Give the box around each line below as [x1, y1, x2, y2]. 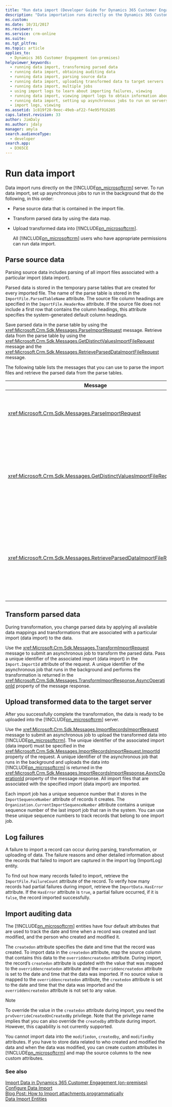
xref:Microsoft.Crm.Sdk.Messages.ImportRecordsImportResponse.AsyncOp [5, 770, 165, 776]
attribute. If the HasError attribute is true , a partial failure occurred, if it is [5, 889, 159, 895]
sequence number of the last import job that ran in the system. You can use [5, 807, 164, 813]
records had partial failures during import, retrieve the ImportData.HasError [5, 884, 164, 890]
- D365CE [10, 145, 29, 151]
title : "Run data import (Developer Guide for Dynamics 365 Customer [5, 7, 157, 13]
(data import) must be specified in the [5, 743, 85, 749]
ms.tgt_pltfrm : [5, 41, 38, 46]
